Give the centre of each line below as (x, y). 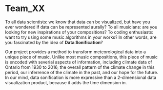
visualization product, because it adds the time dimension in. (66, 82)
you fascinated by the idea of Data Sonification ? (54, 42)
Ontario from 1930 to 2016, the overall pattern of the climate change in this (80, 67)
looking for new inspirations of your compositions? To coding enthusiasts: (79, 32)
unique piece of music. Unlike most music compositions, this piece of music (81, 57)
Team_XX (25, 8)
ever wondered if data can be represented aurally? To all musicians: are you (81, 27)
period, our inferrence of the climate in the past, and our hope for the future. (82, 72)
